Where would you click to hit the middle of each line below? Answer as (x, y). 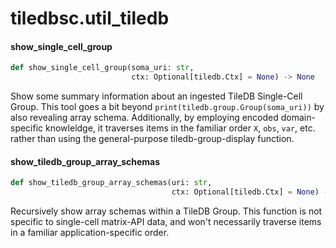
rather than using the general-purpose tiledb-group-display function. (152, 139)
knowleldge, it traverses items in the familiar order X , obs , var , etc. (180, 128)
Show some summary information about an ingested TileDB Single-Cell (156, 96)
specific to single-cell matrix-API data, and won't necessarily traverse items (166, 222)
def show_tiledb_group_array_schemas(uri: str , (111, 183)
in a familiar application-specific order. (90, 233)
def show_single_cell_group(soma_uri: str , (102, 68)
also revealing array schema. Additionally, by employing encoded (144, 118)
